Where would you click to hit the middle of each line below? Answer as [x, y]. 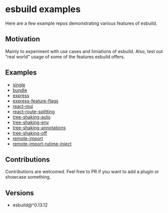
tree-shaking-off [30, 133]
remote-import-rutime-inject [42, 144]
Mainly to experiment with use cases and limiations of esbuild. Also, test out [84, 51]
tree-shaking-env [31, 122]
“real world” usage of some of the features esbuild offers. [65, 57]
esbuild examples [43, 9]
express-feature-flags [36, 101]
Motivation [23, 39]
